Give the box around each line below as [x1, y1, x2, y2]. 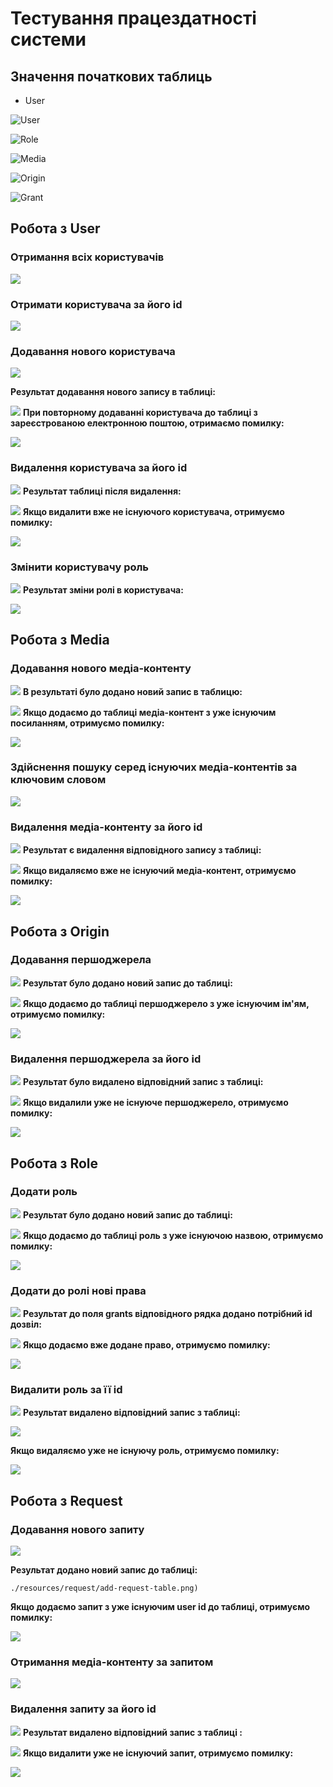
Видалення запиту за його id [10, 1702, 157, 1716]
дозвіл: [10, 1318, 42, 1331]
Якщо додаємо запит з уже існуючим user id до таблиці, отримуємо [10, 1601, 311, 1613]
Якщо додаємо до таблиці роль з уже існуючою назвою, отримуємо [22, 1229, 324, 1241]
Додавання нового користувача [10, 344, 176, 358]
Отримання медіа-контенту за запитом [10, 1655, 214, 1669]
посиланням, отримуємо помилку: [10, 717, 165, 729]
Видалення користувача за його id [10, 461, 188, 475]
